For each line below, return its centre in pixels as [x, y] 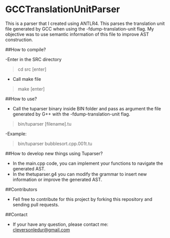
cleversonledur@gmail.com [41, 229]
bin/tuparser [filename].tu [45, 124]
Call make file [27, 79]
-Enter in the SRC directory [33, 59]
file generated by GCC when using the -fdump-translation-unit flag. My [80, 28]
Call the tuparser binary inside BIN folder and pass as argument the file [87, 108]
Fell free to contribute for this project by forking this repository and [82, 199]
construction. [19, 40]
